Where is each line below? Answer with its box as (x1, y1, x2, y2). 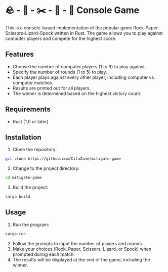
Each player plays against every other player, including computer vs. (12, 74, 155, 80)
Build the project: (12, 185, 49, 191)
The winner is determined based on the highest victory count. (12, 90, 142, 97)
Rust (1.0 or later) (12, 118, 49, 124)
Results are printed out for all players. (12, 85, 91, 91)
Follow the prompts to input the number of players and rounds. (12, 240, 143, 246)
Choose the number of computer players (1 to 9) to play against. (12, 63, 146, 69)
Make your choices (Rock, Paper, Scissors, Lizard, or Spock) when (12, 246, 152, 252)
